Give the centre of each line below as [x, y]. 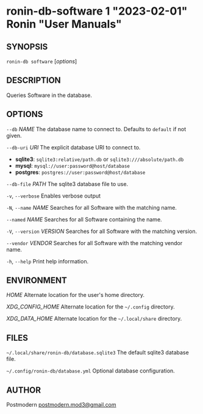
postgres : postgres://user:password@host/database [80, 172]
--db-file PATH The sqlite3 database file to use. [67, 184]
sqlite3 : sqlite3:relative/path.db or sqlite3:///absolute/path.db [99, 159]
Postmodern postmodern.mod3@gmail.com [62, 405]
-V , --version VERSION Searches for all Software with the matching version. [102, 231]
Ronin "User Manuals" [64, 24]
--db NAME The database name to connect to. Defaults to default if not [96, 129]
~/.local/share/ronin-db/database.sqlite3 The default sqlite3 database [98, 352]
